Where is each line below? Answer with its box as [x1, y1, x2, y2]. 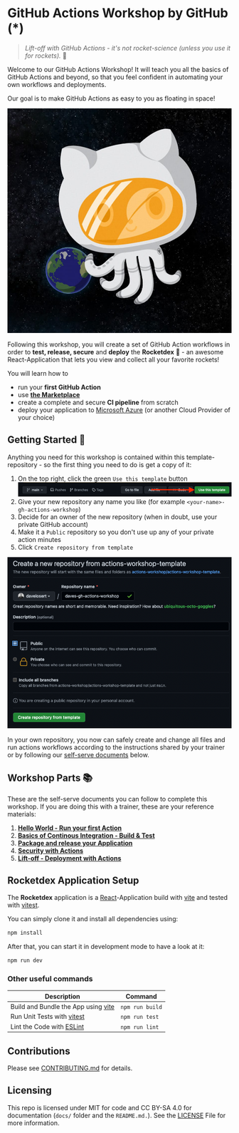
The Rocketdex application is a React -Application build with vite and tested [7, 893, 228, 902]
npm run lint [120, 1023, 159, 1031]
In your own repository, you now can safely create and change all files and [7, 735, 225, 744]
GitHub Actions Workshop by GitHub [7, 5, 229, 21]
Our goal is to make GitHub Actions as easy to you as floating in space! [7, 94, 216, 103]
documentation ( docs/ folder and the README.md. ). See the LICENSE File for [7, 1111, 226, 1119]
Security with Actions [17, 846, 84, 855]
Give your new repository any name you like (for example [17, 497, 186, 506]
